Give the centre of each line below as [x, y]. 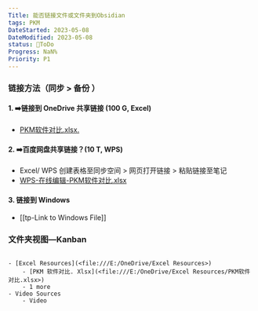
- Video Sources [35, 294]
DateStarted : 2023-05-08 [49, 30]
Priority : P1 [29, 60]
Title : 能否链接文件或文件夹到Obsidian [67, 15]
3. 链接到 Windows [39, 199]
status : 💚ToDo [31, 45]
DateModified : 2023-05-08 [50, 37]
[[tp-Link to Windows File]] [63, 218]
